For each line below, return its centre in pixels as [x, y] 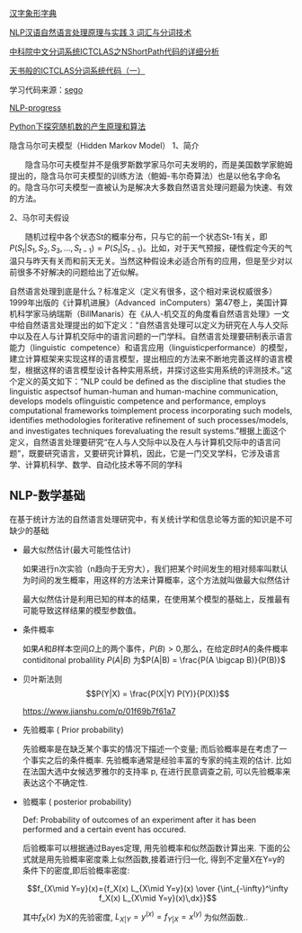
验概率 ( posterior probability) [77, 802]
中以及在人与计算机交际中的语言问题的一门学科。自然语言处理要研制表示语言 [151, 336]
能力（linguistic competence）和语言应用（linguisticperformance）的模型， [151, 347]
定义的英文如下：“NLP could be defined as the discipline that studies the [151, 381]
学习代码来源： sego [46, 90]
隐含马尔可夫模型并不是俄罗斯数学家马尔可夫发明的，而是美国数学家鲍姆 [159, 164]
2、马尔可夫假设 [40, 217]
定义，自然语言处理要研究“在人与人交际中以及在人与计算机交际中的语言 [141, 442]
